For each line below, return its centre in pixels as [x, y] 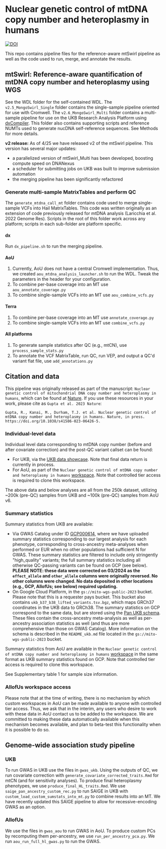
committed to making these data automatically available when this [72, 719]
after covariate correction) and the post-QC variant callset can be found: [79, 450]
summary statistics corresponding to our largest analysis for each [80, 539]
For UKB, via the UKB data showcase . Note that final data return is [80, 459]
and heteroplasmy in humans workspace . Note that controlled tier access [86, 475]
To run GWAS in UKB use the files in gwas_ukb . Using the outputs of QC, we [82, 770]
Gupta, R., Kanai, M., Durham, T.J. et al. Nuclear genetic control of [81, 412]
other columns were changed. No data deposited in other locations [83, 581]
